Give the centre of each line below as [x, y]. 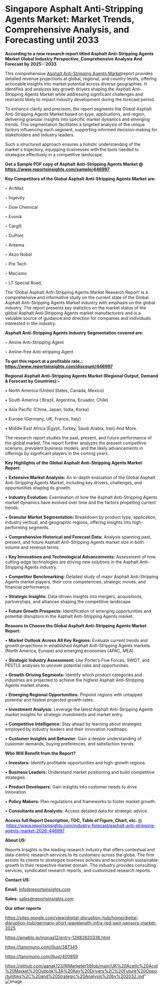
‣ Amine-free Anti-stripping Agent [39, 351]
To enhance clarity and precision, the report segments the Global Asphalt [78, 109]
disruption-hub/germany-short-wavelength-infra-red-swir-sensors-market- [81, 923]
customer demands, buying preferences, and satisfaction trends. [70, 743]
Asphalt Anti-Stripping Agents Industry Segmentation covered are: [74, 332]
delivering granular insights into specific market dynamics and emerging [77, 119]
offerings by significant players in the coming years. [57, 453]
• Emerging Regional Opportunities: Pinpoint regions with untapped [74, 695]
